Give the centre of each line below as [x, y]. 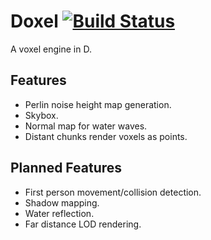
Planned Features [66, 168]
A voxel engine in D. [51, 49]
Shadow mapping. [62, 202]
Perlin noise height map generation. [98, 104]
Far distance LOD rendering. [83, 224]
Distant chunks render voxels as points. [106, 136]
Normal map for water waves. [86, 126]
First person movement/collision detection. [113, 192]
